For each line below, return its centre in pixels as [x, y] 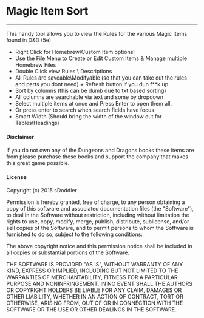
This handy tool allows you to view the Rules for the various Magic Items [97, 33]
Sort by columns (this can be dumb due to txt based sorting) [90, 90]
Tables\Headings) [37, 123]
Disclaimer [20, 137]
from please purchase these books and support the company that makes [97, 157]
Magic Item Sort [47, 11]
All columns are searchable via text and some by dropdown [89, 97]
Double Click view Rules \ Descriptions [63, 71]
